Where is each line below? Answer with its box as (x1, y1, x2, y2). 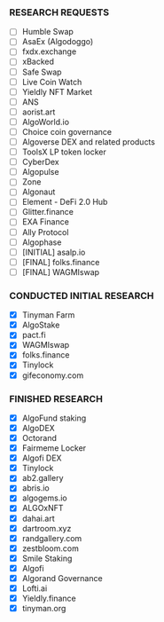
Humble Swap (21, 27, 74, 37)
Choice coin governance (21, 126, 113, 137)
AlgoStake (21, 319, 60, 330)
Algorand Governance (21, 572, 104, 583)
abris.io (21, 483, 51, 493)
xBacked (21, 56, 55, 67)
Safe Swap (21, 67, 62, 77)
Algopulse (21, 167, 59, 177)
